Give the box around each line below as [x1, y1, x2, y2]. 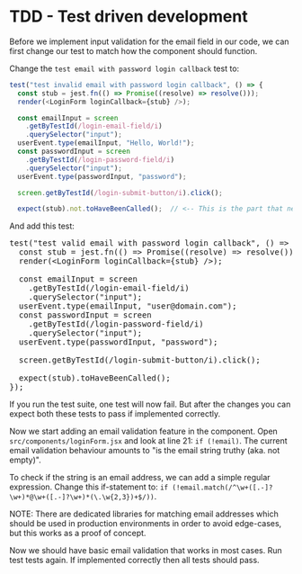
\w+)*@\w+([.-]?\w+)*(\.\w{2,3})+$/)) [9, 493, 155, 502]
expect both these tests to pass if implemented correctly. [9, 408, 221, 419]
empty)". [9, 454, 42, 465]
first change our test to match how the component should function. [9, 45, 258, 56]
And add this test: [9, 220, 75, 231]
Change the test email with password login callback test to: [9, 63, 240, 74]
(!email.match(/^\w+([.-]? [172, 483, 273, 492]
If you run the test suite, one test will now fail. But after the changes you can [9, 399, 291, 410]
